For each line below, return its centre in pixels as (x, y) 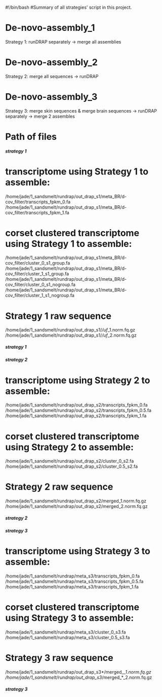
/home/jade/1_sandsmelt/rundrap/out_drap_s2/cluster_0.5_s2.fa (72, 466)
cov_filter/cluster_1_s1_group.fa (37, 274)
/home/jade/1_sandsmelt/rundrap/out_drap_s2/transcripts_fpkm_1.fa (76, 416)
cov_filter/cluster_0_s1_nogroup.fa (40, 285)
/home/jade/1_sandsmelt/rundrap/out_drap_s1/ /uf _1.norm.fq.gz (70, 330)
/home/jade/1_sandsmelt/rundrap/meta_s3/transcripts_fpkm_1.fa (72, 587)
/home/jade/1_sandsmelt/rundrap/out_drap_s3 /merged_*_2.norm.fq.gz (79, 677)
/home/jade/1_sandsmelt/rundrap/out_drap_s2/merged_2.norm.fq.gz (76, 506)
